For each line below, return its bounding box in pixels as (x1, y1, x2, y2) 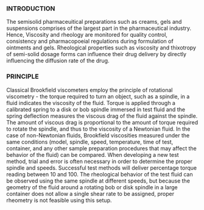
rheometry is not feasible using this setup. (6, 197, 112, 204)
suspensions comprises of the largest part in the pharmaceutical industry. (6, 24, 192, 32)
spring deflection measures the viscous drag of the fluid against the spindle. (6, 112, 198, 120)
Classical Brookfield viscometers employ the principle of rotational (6, 86, 173, 93)
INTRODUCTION (6, 4, 55, 13)
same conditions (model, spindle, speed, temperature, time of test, (6, 138, 174, 145)
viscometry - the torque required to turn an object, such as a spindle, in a (6, 93, 190, 100)
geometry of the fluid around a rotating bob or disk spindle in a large (6, 183, 178, 190)
